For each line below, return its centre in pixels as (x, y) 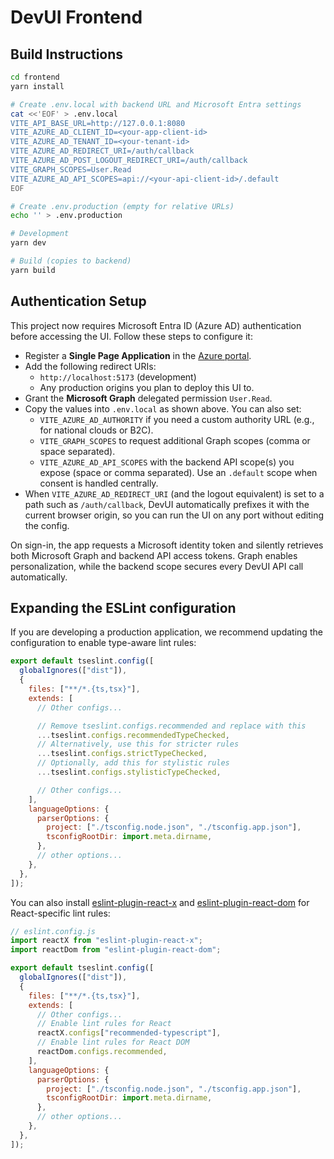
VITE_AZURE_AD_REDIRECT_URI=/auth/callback (102, 151)
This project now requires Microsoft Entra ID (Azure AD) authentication (156, 325)
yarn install (37, 86)
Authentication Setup (78, 301)
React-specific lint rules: (60, 913)
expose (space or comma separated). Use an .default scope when (178, 472)
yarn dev (28, 243)
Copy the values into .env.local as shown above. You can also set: (163, 408)
